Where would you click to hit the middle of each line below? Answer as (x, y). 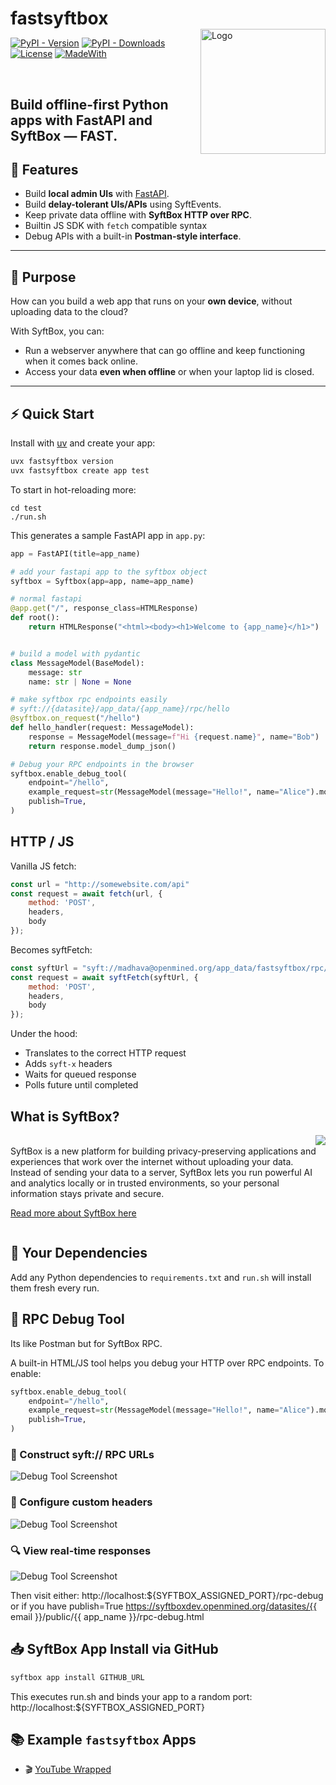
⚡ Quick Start (52, 413)
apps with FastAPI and (81, 120)
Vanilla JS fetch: (43, 866)
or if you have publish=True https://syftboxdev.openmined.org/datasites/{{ (164, 1606)
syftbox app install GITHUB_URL (77, 1677)
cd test (26, 508)
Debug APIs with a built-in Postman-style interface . (133, 236)
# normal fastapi (46, 599)
